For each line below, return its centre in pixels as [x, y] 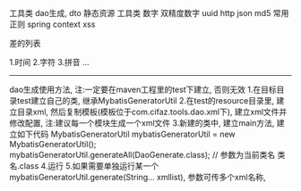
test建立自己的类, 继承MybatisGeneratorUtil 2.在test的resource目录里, [146, 100]
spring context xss [61, 24]
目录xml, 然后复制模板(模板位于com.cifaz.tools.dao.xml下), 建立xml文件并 [152, 112]
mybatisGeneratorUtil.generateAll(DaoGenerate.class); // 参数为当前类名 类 [147, 155]
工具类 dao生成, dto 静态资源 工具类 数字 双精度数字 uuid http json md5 [140, 13]
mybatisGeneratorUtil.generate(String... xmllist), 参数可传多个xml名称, [138, 177]
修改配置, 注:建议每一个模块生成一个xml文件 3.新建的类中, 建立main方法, [142, 123]
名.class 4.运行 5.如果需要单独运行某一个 [84, 166]
